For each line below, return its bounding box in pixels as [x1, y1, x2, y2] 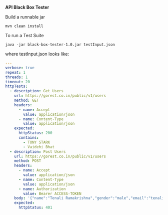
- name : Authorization [18, 186, 66, 191]
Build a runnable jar [5, 14, 45, 20]
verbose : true [5, 65, 35, 70]
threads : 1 [5, 75, 28, 80]
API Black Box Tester [5, 5, 49, 10]
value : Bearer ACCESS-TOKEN [23, 191, 81, 196]
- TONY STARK [23, 140, 50, 145]
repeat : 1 [5, 70, 26, 75]
